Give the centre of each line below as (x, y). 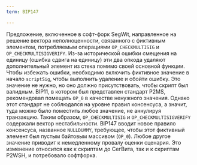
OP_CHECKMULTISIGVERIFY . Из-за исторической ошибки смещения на (92, 53)
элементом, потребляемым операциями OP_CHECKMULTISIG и (83, 47)
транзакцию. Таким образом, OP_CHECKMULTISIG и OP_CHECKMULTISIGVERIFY (99, 117)
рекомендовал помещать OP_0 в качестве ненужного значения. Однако (98, 98)
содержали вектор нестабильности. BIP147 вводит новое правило (91, 123)
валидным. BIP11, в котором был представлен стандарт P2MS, (86, 91)
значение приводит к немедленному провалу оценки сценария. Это (94, 142)
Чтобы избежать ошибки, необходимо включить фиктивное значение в (98, 72)
